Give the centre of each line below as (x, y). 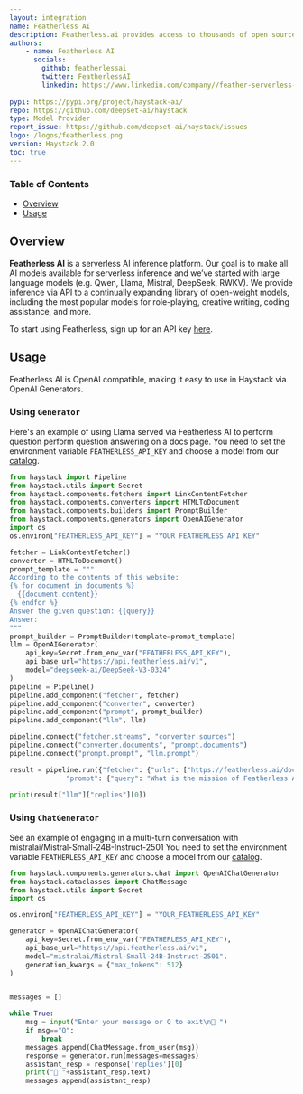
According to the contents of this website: (94, 578)
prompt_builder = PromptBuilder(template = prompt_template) (123, 637)
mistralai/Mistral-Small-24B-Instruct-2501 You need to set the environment (148, 847)
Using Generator (45, 412)
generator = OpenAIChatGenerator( (74, 931)
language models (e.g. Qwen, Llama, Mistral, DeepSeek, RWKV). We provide (151, 282)
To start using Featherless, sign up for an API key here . (111, 329)
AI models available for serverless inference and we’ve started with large (144, 273)
